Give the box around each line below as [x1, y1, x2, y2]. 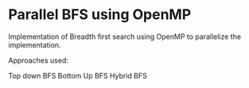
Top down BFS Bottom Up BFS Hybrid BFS [8, 71, 147, 80]
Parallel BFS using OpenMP [8, 6, 192, 24]
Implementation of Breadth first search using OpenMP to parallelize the [8, 32, 241, 41]
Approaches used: [8, 55, 69, 65]
